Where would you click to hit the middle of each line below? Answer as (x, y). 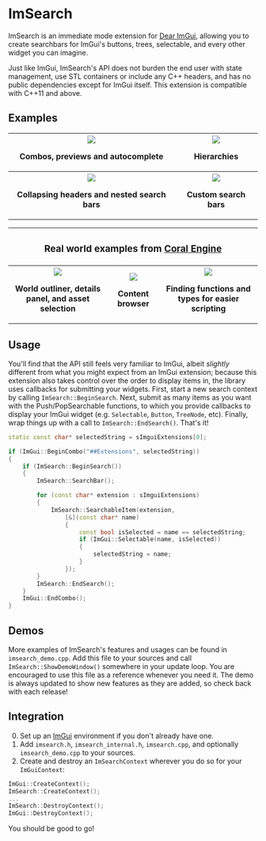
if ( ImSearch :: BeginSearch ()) (72, 466)
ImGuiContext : (42, 769)
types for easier (209, 299)
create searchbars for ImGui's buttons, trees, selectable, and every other (127, 44)
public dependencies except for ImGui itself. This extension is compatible (127, 85)
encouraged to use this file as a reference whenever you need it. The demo (131, 675)
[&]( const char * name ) (102, 517)
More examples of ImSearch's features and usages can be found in (118, 650)
